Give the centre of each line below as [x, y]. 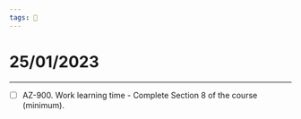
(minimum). [43, 105]
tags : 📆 [24, 17]
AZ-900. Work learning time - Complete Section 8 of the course [140, 95]
